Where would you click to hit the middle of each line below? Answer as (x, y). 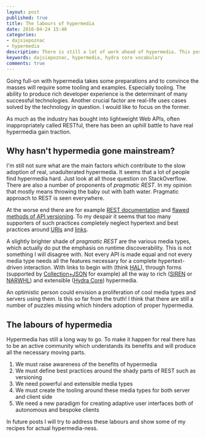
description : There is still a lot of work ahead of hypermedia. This (98, 52)
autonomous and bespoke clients (57, 410)
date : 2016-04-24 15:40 (37, 29)
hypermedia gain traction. (39, 132)
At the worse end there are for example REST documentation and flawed (98, 210)
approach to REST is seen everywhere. (55, 198)
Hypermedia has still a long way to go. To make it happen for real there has (101, 339)
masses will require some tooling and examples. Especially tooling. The (96, 87)
